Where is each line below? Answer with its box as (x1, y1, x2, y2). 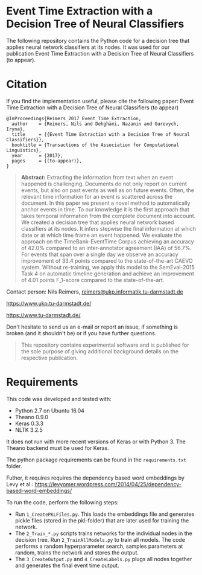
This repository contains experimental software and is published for (21, 341, 189, 349)
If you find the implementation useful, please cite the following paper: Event (6, 97, 194, 104)
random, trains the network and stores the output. (14, 548, 139, 556)
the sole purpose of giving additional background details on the (21, 347, 179, 355)
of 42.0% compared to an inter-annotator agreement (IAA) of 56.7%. (21, 244, 192, 251)
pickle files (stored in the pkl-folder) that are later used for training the (14, 516, 189, 524)
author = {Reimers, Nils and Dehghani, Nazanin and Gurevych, (11, 121, 180, 127)
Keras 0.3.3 (14, 420, 44, 427)
